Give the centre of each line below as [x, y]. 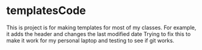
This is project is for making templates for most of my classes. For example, [101, 27]
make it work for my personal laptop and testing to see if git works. [90, 40]
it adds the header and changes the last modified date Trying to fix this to [99, 34]
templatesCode [46, 11]
